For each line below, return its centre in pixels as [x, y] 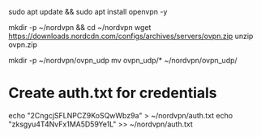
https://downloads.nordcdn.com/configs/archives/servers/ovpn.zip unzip [131, 36]
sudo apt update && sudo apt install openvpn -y [88, 12]
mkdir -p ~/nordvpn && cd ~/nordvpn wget [80, 27]
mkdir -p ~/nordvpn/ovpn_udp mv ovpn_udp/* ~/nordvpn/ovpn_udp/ [123, 60]
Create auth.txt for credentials [113, 93]
